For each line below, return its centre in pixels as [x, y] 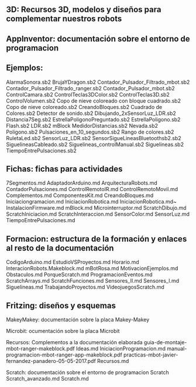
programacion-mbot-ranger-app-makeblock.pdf [64, 355]
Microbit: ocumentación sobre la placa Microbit [63, 331]
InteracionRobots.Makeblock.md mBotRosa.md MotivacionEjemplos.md [92, 269]
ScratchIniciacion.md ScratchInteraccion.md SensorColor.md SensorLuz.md [98, 214]
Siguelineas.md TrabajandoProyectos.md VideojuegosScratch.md [85, 287]
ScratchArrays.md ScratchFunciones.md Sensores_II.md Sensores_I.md [93, 281]
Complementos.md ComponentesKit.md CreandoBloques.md [80, 195]
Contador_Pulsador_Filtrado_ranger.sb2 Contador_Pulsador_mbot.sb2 [91, 88]
